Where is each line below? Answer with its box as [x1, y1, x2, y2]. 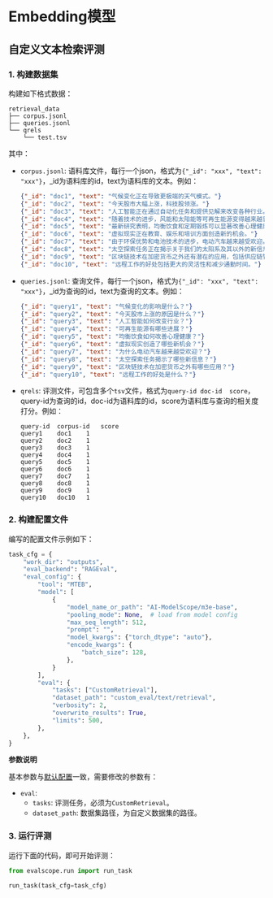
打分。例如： [19, 406, 63, 416]
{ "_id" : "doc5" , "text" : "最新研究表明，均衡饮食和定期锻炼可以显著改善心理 [19, 223, 258, 231]
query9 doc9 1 [19, 487, 90, 495]
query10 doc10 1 [19, 493, 90, 502]
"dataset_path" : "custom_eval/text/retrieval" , [51, 694, 217, 702]
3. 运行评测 [8, 831, 52, 842]
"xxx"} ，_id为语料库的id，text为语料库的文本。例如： [19, 176, 199, 185]
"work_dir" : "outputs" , [23, 557, 104, 566]
